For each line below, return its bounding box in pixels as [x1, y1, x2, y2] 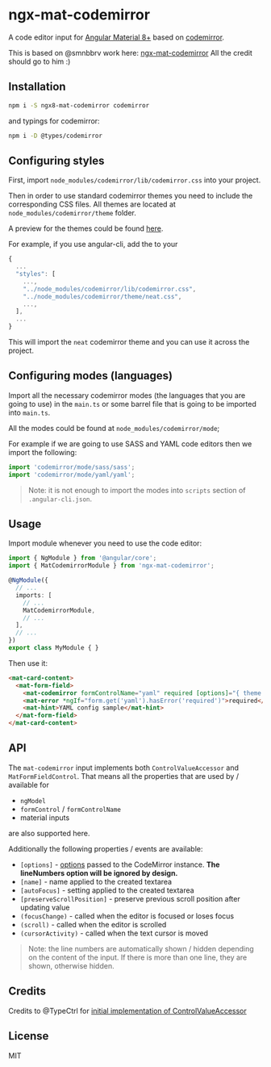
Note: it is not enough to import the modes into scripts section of [27, 485, 246, 495]
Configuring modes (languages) [8, 369, 173, 383]
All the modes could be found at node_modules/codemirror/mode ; [8, 423, 220, 433]
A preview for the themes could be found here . [8, 224, 164, 233]
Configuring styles [8, 153, 105, 167]
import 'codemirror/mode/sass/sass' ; [8, 462, 135, 471]
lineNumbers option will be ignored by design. [19, 868, 178, 877]
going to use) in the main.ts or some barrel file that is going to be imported [8, 399, 256, 408]
